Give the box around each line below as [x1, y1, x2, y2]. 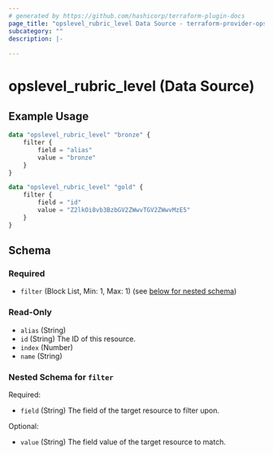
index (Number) [19, 342, 73, 352]
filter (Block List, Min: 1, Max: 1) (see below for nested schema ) [19, 286, 237, 297]
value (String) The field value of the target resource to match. [19, 436, 226, 447]
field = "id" [37, 198, 82, 207]
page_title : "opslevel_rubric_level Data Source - [8, 19, 184, 28]
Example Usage [8, 109, 89, 123]
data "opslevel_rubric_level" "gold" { [8, 184, 144, 192]
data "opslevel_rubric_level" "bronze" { [8, 131, 151, 139]
